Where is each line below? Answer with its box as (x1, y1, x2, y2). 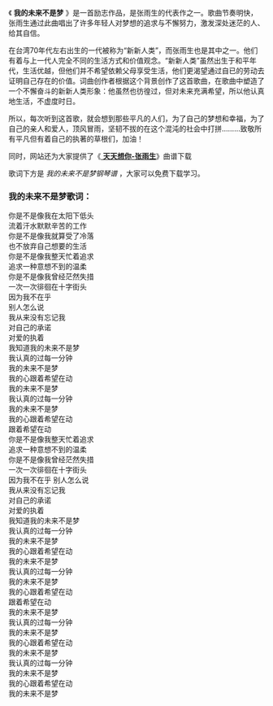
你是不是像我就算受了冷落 (8, 231, 94, 241)
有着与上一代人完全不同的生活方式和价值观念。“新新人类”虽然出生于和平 (8, 56, 250, 65)
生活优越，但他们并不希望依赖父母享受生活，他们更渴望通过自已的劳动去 (22, 66, 265, 76)
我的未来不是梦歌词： (8, 190, 92, 202)
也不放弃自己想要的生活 (8, 242, 87, 251)
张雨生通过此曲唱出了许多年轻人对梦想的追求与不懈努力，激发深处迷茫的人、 (8, 18, 265, 28)
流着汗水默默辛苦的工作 (8, 221, 87, 231)
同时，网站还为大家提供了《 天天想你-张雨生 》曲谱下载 (8, 151, 193, 161)
